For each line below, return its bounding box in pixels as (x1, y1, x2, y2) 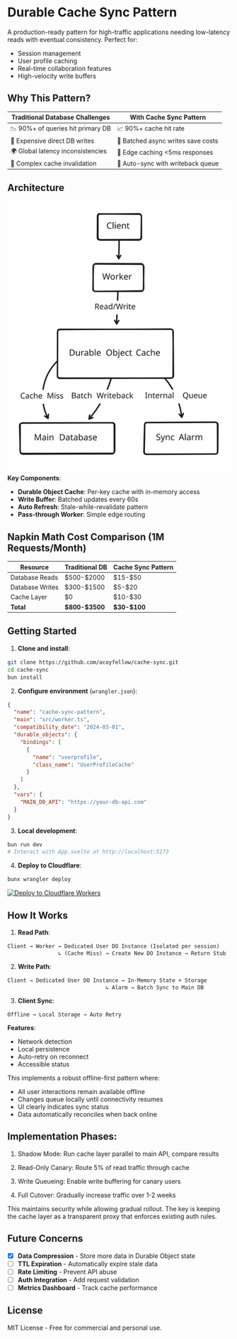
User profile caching (17, 56, 78, 65)
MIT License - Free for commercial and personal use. (7, 1323, 162, 1332)
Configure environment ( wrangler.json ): (17, 687, 138, 695)
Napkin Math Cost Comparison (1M (7, 530, 165, 543)
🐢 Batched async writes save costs (116, 136, 219, 145)
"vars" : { (13, 791, 42, 799)
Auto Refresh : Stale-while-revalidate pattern (17, 503, 149, 511)
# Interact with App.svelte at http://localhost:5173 (7, 848, 170, 856)
